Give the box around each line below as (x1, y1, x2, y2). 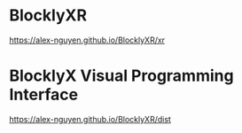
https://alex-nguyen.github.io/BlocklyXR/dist (9, 113, 171, 124)
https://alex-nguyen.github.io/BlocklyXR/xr (9, 35, 166, 45)
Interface (9, 85, 78, 105)
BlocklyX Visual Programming (9, 66, 234, 86)
